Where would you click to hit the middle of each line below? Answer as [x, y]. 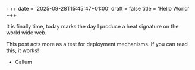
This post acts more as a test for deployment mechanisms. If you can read [97, 44]
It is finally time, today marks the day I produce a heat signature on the [92, 26]
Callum [23, 62]
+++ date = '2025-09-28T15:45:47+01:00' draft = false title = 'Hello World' [98, 9]
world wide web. [26, 33]
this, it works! [23, 50]
